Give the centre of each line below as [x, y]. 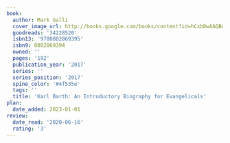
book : [14, 13]
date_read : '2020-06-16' [48, 122]
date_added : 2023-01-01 [46, 109]
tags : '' [25, 90]
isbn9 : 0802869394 [39, 45]
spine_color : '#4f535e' [46, 84]
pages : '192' [31, 58]
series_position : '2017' [48, 77]
